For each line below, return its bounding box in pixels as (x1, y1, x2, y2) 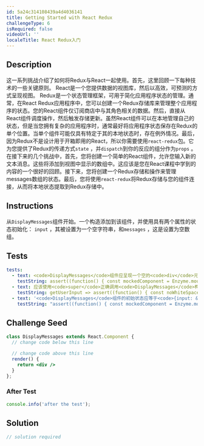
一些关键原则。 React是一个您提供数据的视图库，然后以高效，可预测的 (16, 84, 192, 91)
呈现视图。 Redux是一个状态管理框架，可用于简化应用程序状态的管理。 (11, 92, 189, 99)
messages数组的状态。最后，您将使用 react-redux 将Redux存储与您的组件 (6, 175, 189, 182)
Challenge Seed (6, 317, 68, 328)
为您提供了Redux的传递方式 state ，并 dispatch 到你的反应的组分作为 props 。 (6, 145, 197, 152)
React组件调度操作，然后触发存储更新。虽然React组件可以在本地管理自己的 (6, 114, 195, 122)
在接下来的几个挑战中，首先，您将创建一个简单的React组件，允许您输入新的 (6, 153, 196, 160)
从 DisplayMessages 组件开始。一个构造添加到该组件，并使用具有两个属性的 (6, 218, 191, 225)
